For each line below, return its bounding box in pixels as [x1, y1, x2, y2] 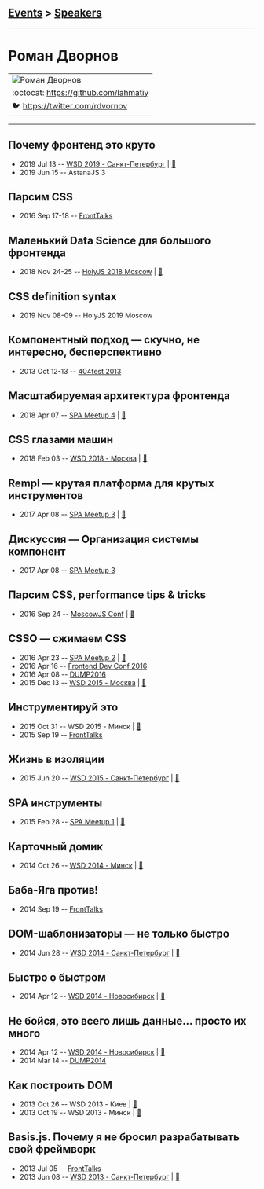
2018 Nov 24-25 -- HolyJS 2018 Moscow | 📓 [19, 267, 163, 277]
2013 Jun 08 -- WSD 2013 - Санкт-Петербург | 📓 [19, 1172, 181, 1181]
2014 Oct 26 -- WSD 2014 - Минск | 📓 [19, 861, 144, 870]
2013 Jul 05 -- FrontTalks [19, 1163, 101, 1173]
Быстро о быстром [8, 971, 106, 984]
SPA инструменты [8, 796, 103, 809]
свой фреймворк [8, 1143, 97, 1156]
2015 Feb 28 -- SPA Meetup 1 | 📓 [19, 817, 126, 827]
